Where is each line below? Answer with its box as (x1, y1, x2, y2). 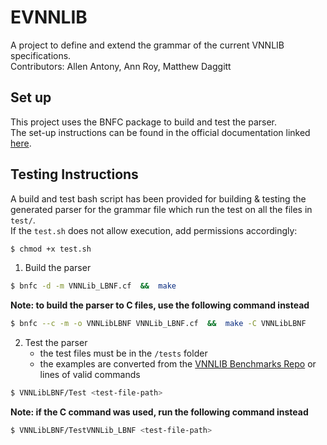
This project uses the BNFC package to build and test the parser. (10, 116, 278, 128)
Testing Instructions (10, 166, 139, 183)
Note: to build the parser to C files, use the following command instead (10, 299, 310, 311)
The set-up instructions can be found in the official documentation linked (10, 126, 311, 138)
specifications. (10, 49, 72, 61)
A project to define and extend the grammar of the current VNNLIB (10, 39, 285, 51)
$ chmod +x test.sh (10, 244, 92, 254)
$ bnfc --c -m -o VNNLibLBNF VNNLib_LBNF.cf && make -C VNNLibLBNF (10, 319, 307, 329)
